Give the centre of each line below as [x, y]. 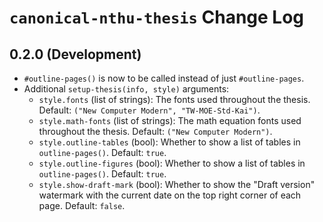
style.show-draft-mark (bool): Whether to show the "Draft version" [177, 184]
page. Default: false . [82, 205]
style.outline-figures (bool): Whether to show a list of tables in [172, 163]
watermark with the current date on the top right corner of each [170, 195]
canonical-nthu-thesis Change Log [157, 17]
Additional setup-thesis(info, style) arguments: [126, 89]
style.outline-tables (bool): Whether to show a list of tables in [169, 142]
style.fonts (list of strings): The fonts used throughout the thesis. [174, 99]
